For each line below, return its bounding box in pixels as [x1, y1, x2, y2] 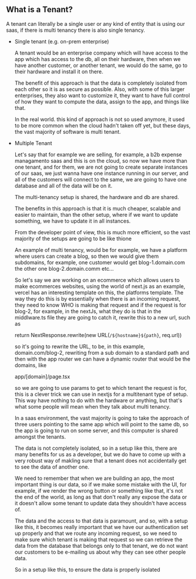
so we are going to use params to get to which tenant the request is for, [14, 384, 187, 391]
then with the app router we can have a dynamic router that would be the [14, 355, 191, 362]
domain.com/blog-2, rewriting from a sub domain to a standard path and [14, 349, 189, 356]
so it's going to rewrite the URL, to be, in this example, [14, 343, 145, 350]
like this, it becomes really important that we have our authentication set [14, 523, 188, 530]
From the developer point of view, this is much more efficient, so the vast [14, 228, 191, 235]
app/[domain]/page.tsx [14, 373, 70, 380]
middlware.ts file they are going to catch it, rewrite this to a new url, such [14, 314, 191, 321]
